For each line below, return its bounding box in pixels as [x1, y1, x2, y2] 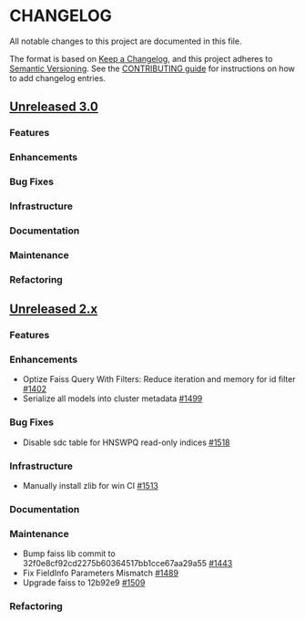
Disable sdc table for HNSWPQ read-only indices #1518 [22, 437, 230, 448]
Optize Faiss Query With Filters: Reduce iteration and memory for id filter [22, 374, 296, 385]
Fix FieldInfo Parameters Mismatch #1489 [22, 567, 179, 579]
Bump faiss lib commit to [22, 548, 116, 559]
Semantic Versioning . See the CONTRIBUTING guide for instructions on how [9, 63, 296, 74]
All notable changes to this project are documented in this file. [9, 36, 242, 47]
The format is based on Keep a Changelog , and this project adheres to [9, 53, 273, 64]
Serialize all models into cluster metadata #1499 [22, 393, 203, 404]
